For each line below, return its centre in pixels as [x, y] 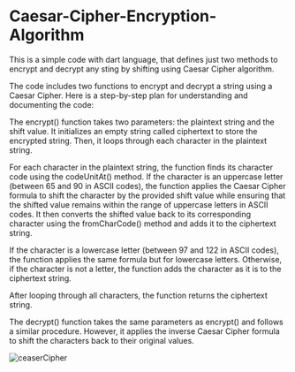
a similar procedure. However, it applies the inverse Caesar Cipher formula [144, 331]
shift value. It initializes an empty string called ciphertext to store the [133, 131]
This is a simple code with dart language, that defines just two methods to [144, 59]
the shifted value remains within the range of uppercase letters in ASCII [139, 204]
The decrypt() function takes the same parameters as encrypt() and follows [147, 322]
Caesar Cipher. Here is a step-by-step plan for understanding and [129, 95]
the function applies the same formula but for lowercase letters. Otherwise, [146, 259]
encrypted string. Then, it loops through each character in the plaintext [138, 140]
